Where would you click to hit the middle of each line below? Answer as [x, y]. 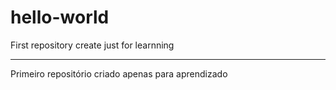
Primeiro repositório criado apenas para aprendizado [119, 73]
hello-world [60, 17]
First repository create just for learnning [92, 45]
